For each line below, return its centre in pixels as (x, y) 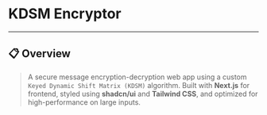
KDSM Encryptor (65, 14)
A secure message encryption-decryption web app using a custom (137, 77)
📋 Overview (40, 54)
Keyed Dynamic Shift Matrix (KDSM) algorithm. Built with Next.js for (139, 85)
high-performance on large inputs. (84, 102)
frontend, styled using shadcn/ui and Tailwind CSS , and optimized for (143, 94)
